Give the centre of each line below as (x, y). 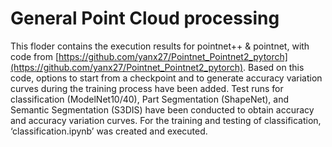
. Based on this (274, 67)
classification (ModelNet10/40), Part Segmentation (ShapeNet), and (150, 99)
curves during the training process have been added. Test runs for (147, 88)
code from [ (34, 56)
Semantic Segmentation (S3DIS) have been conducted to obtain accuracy (162, 109)
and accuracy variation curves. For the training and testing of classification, (166, 120)
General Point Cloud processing (145, 18)
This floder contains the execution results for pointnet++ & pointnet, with (160, 46)
